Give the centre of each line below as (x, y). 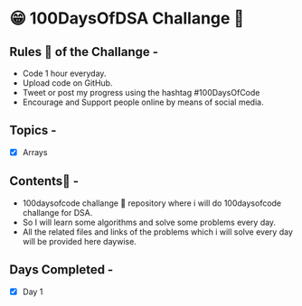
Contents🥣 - (44, 181)
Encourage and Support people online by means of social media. (143, 102)
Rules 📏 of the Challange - (84, 52)
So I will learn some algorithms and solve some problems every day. (149, 222)
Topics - (33, 130)
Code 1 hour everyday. (64, 73)
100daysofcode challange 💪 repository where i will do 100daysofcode (152, 203)
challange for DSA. (57, 212)
